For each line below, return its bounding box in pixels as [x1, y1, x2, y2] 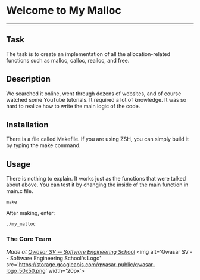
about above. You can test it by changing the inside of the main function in [6, 181, 189, 188]
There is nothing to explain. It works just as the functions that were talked [6, 175, 186, 182]
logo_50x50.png [6, 267, 46, 275]
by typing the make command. [6, 142, 81, 149]
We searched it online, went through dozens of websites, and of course [6, 90, 182, 97]
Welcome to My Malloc [6, 4, 122, 17]
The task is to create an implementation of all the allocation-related [6, 50, 171, 57]
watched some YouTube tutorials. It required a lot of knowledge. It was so [6, 96, 186, 103]
